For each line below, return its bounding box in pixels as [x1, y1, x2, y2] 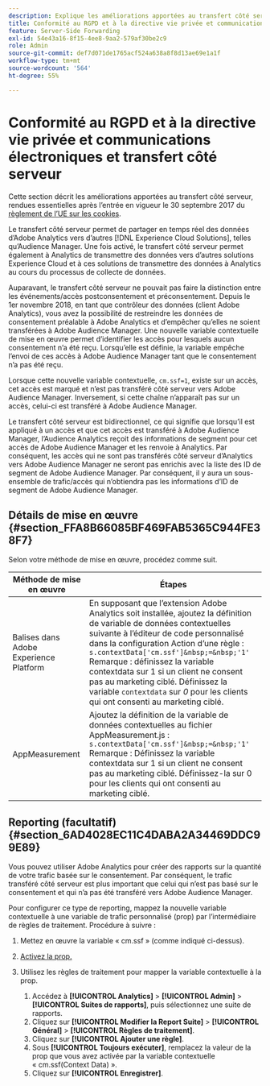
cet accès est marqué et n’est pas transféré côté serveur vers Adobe [8, 383, 236, 393]
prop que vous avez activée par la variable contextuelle [31, 1051, 215, 1061]
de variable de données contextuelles [88, 618, 231, 629]
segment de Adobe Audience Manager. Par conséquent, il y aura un [8, 468, 233, 478]
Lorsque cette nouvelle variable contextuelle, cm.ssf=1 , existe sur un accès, [8, 375, 259, 385]
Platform [12, 662, 45, 674]
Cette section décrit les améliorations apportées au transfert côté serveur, [8, 191, 253, 201]
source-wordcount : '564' [8, 64, 92, 73]
